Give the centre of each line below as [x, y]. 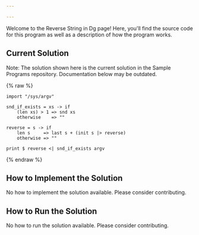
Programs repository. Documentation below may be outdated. [82, 74]
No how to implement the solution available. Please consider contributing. [96, 192]
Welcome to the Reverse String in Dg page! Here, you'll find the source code [99, 28]
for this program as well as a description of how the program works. [89, 35]
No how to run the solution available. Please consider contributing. [88, 225]
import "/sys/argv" [30, 96]
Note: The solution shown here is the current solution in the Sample [89, 68]
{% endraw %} [24, 159]
